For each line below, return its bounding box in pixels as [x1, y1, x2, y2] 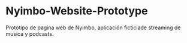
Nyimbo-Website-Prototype [5, 4, 148, 18]
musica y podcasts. [5, 30, 54, 37]
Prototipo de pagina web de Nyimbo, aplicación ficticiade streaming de [5, 24, 181, 31]
